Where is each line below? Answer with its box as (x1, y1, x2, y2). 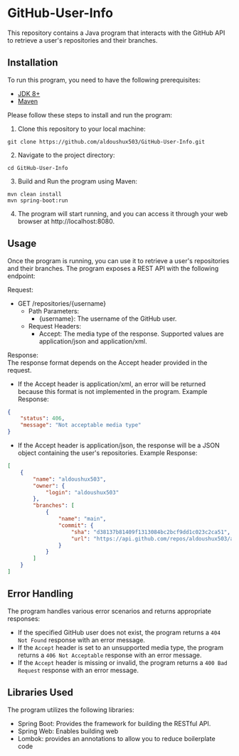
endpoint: (7, 272, 36, 280)
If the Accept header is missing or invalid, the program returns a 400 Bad (17, 658, 228, 666)
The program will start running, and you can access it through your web (17, 209, 228, 218)
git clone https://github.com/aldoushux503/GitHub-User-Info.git (7, 138, 205, 145)
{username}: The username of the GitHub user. (38, 314, 177, 323)
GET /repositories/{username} (17, 299, 107, 307)
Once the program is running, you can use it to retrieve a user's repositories (7, 256, 230, 265)
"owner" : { (33, 482, 65, 489)
